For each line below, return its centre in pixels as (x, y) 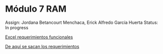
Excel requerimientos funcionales (39, 37)
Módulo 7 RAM (36, 9)
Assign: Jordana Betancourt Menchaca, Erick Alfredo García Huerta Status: (81, 22)
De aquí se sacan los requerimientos (42, 46)
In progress (17, 27)
